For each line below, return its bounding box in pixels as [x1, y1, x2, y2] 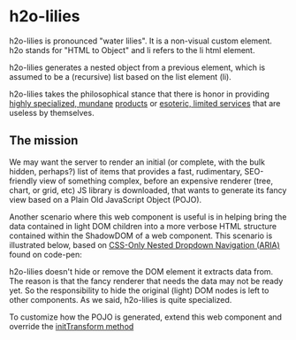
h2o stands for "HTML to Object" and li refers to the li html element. [9, 44, 255, 55]
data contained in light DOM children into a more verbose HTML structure [9, 220, 277, 231]
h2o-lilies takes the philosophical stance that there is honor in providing [9, 89, 269, 99]
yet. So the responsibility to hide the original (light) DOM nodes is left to [9, 285, 269, 296]
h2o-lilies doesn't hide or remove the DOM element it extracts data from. [9, 266, 274, 276]
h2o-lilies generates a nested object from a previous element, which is [9, 62, 266, 73]
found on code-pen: [9, 249, 82, 259]
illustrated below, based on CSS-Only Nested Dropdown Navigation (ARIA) [9, 239, 280, 250]
